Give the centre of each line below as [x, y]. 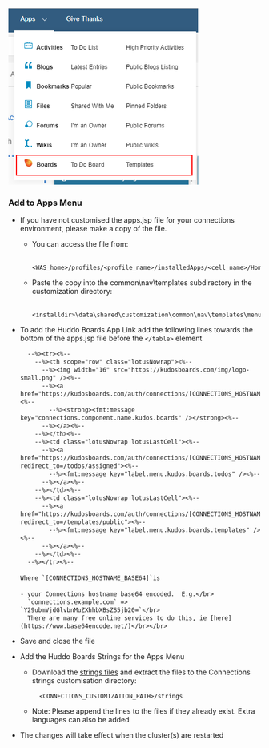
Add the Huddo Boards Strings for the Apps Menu [102, 657]
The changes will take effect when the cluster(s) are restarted [122, 735]
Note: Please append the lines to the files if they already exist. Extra [143, 711]
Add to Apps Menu [45, 203]
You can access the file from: [80, 244]
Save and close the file [58, 641]
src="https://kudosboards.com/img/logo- [181, 370]
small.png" [38, 378]
